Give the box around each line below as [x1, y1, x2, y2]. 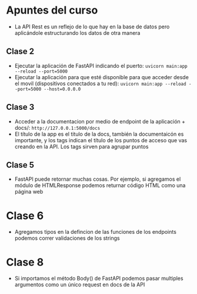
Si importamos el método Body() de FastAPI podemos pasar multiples [14, 275, 183, 282]
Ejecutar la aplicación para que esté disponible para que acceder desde [14, 73, 189, 80]
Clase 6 [6, 209, 44, 222]
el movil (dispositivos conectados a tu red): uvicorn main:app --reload [14, 80, 186, 87]
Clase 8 [6, 255, 44, 269]
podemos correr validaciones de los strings [14, 234, 120, 242]
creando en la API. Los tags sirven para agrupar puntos [14, 143, 149, 150]
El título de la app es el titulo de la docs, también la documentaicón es [14, 130, 184, 138]
